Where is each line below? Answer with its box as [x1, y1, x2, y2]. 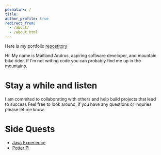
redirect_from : [5, 20, 36, 26]
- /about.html [9, 30, 38, 35]
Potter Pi [12, 145, 30, 151]
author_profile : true [5, 16, 49, 21]
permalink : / [5, 7, 32, 12]
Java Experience [12, 139, 46, 145]
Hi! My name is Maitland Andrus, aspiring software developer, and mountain [5, 53, 157, 58]
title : [5, 12, 18, 17]
